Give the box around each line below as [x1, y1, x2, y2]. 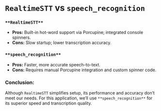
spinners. [12, 34, 31, 41]
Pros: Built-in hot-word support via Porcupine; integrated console [12, 30, 144, 35]
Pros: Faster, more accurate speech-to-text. [12, 62, 101, 67]
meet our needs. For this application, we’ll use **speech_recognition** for [5, 95, 153, 101]
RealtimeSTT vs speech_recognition [5, 2, 145, 14]
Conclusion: [5, 79, 34, 86]
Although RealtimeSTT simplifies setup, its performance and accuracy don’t [5, 90, 155, 96]
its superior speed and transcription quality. [5, 100, 92, 106]
